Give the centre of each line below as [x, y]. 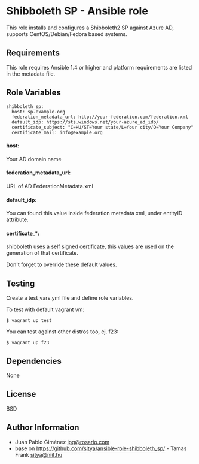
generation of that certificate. [42, 253]
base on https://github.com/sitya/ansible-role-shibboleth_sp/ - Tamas [101, 448]
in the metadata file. [31, 74]
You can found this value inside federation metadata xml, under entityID [94, 213]
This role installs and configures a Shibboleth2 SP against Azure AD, [90, 28]
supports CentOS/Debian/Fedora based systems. [67, 34]
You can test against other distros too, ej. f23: [62, 332]
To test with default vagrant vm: [45, 309]
